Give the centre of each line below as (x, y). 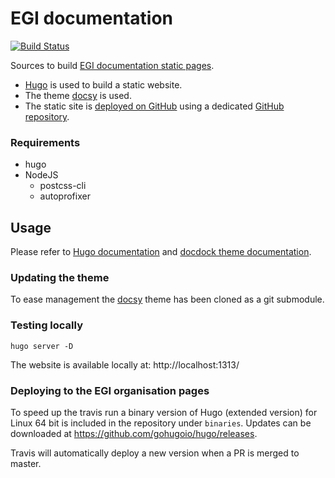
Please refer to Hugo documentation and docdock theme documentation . (161, 252)
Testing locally (47, 325)
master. (26, 463)
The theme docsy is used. (78, 95)
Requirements (45, 142)
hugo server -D (42, 346)
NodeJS (41, 175)
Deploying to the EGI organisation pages (110, 390)
